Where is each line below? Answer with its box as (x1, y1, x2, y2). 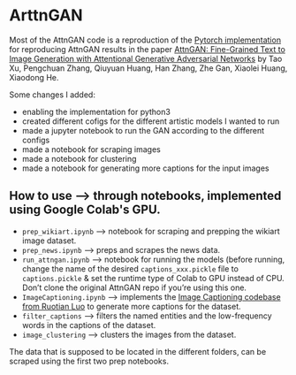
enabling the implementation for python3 (21, 106, 171, 117)
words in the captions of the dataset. (21, 319, 156, 330)
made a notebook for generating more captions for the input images (21, 163, 269, 173)
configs (21, 134, 50, 145)
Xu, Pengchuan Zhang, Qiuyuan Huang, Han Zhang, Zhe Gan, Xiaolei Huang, (9, 63, 288, 73)
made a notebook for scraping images (21, 143, 161, 155)
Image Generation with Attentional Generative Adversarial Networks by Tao (9, 53, 283, 64)
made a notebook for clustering (21, 153, 137, 164)
